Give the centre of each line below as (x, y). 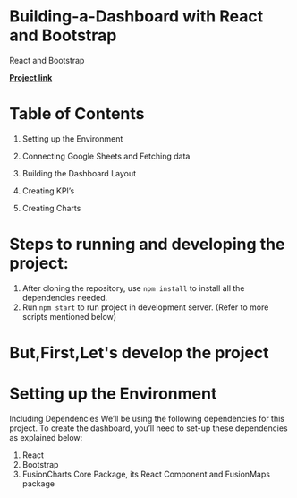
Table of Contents (77, 114)
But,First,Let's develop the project (140, 353)
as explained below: (46, 437)
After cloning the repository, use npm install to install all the (133, 288)
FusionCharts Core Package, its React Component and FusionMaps (146, 474)
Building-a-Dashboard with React (136, 17)
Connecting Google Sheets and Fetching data (106, 156)
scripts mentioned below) (69, 316)
